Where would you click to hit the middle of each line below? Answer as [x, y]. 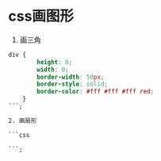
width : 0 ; [53, 69]
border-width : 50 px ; [71, 77]
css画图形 [41, 16]
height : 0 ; [55, 62]
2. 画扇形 [23, 121]
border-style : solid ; [73, 84]
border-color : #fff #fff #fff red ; [96, 92]
